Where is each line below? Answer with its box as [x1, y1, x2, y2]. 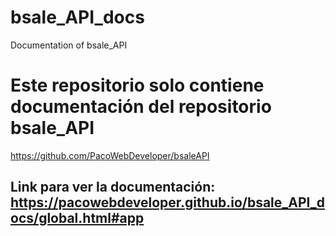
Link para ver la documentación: [10, 179, 216, 196]
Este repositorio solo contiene [10, 74, 265, 97]
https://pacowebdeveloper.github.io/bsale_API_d [10, 194, 326, 211]
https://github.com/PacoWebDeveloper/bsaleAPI [10, 149, 210, 161]
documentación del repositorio [10, 96, 272, 118]
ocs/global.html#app [10, 210, 145, 227]
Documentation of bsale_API [10, 39, 128, 51]
